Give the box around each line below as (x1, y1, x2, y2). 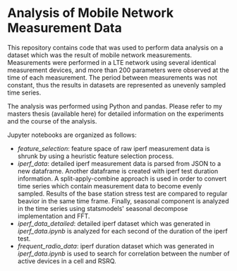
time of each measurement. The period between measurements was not (7, 73, 217, 82)
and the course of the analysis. (7, 116, 97, 125)
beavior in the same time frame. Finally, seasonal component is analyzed (17, 196, 229, 205)
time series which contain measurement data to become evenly (17, 181, 202, 190)
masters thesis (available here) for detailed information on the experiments (7, 109, 224, 118)
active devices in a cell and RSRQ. (17, 256, 116, 265)
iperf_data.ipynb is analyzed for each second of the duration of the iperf (17, 227, 228, 235)
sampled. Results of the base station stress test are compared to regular (17, 189, 228, 198)
